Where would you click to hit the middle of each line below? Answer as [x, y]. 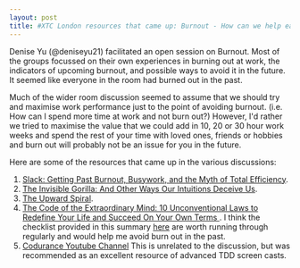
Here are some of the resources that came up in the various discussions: [143, 162]
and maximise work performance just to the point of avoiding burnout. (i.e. [146, 106]
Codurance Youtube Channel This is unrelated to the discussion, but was [156, 246]
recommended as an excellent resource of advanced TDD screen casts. [154, 255]
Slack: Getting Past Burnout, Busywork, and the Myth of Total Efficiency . [155, 179]
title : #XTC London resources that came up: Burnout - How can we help [145, 26]
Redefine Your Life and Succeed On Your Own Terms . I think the [141, 217]
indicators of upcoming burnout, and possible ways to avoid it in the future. [147, 70]
